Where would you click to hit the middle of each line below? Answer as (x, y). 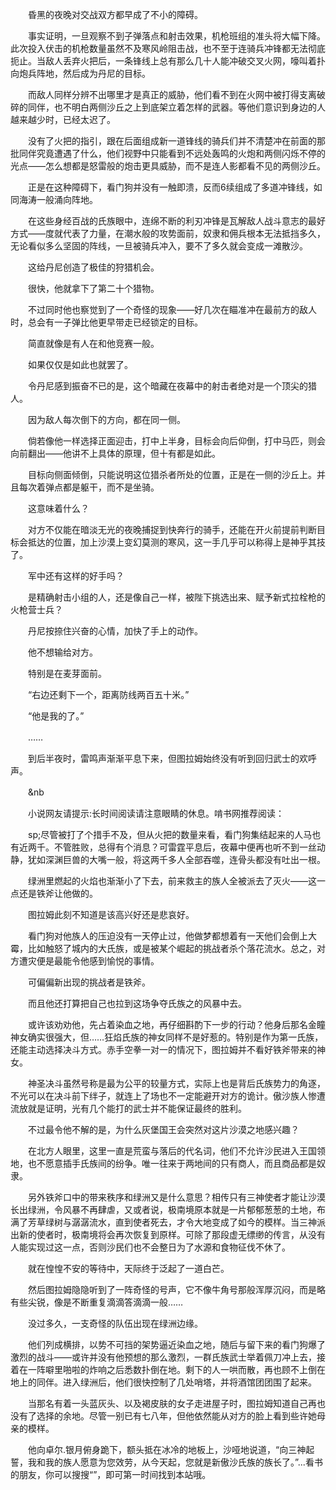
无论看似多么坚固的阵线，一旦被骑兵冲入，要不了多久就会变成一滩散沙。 (159, 246)
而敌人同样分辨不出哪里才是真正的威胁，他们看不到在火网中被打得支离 (172, 94)
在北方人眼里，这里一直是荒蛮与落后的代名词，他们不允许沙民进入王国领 (176, 1151)
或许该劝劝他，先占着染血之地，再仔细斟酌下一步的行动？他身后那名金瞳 (176, 1024)
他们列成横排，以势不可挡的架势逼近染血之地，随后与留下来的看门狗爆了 (176, 1344)
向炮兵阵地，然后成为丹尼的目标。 (80, 73)
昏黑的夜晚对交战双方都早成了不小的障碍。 (115, 14)
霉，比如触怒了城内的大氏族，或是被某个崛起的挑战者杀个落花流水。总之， (163, 948)
